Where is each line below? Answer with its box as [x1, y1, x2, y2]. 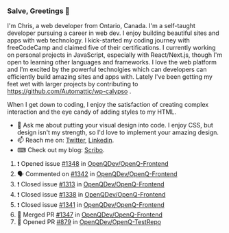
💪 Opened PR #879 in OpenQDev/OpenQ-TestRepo [16, 218, 162, 226]
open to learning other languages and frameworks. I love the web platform [7, 58, 217, 66]
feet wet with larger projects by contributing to [7, 80, 138, 88]
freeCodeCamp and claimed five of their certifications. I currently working [7, 44, 216, 52]
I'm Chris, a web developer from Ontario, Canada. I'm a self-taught [7, 22, 195, 30]
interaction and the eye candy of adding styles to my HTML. [7, 108, 177, 116]
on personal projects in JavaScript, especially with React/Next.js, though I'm [7, 51, 223, 59]
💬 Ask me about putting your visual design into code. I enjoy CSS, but [16, 121, 214, 130]
